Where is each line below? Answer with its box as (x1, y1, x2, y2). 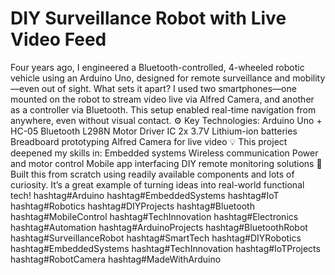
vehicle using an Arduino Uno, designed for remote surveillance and (10, 72, 291, 84)
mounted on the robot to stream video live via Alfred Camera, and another (10, 93, 315, 105)
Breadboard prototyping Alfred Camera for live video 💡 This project (10, 135, 288, 147)
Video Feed (10, 28, 107, 51)
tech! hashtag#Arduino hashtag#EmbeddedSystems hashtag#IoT (10, 189, 280, 201)
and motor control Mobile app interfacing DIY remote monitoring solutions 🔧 (10, 157, 323, 169)
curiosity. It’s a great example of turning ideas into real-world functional (10, 178, 305, 191)
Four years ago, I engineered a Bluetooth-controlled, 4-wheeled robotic (10, 61, 305, 73)
